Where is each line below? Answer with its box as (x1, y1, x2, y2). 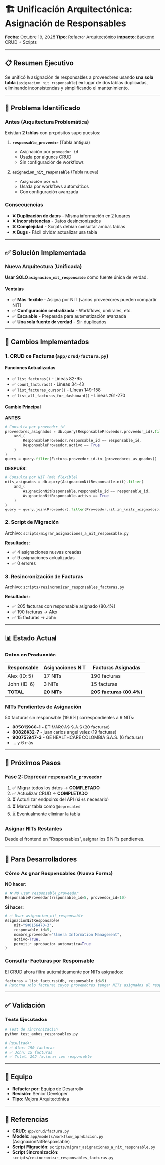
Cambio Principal (5, 404, 41, 410)
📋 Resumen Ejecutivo (5, 59, 74, 67)
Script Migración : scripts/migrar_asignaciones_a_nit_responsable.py (12, 1144, 156, 1150)
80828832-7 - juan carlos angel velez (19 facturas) (12, 729, 117, 735)
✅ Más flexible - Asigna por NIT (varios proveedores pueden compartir (12, 296, 157, 302)
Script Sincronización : (12, 1149, 59, 1155)
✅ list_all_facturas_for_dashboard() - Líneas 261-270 (12, 393, 126, 399)
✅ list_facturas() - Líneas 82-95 (12, 376, 82, 382)
